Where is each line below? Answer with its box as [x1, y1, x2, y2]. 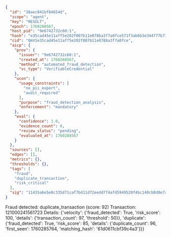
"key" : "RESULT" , [10, 19, 47, 24]
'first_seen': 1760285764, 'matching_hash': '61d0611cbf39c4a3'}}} [5, 225, 145, 232]
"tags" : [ [10, 166, 31, 171]
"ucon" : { [14, 76, 36, 81]
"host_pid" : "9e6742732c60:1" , [10, 29, 76, 34]
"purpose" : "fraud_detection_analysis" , [18, 100, 106, 105]
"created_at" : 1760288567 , [18, 57, 76, 62]
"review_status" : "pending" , [18, 128, 81, 133]
